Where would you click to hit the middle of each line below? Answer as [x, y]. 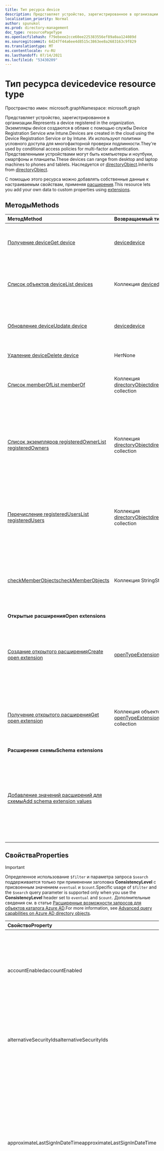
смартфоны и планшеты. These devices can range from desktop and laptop [81, 159]
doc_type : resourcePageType [34, 32]
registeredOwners [28, 448]
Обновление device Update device [47, 326]
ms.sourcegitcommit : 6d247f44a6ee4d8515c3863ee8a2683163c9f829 [71, 42]
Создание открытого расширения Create [55, 652]
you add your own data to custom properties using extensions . [68, 190]
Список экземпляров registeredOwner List [57, 442]
